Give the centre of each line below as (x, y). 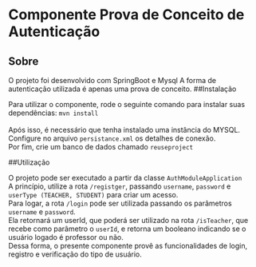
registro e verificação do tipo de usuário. (75, 254)
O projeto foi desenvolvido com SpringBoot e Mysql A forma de (112, 80)
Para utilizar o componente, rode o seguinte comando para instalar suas (127, 104)
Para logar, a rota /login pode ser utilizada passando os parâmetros (120, 203)
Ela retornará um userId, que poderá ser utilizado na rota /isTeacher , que (128, 220)
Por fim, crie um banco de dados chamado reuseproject (101, 147)
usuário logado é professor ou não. (66, 237)
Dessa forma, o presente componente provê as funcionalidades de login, (128, 246)
